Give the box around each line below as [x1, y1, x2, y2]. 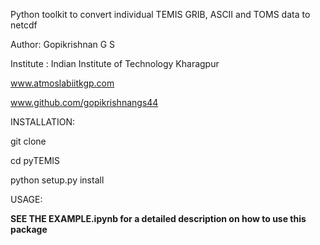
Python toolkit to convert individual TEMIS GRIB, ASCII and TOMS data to [10, 9, 311, 20]
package [10, 224, 48, 235]
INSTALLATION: [10, 116, 76, 128]
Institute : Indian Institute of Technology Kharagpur [10, 58, 220, 69]
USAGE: [10, 194, 43, 205]
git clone [10, 135, 47, 147]
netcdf [10, 19, 38, 31]
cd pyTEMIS [10, 155, 61, 166]
